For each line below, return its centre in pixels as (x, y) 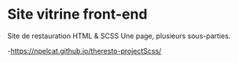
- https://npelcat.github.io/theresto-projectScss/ (84, 51)
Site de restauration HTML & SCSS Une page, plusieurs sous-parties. (119, 36)
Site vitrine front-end (77, 14)
